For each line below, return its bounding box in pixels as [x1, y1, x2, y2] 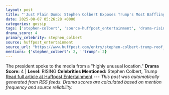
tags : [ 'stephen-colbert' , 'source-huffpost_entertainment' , [6, 26, 136, 31]
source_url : [6, 44, 31, 49]
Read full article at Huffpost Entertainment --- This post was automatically [6, 73, 159, 79]
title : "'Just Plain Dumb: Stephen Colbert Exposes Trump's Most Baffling [6, 12, 165, 17]
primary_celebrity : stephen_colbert [6, 35, 82, 40]
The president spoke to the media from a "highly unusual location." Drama [6, 63, 159, 69]
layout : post [6, 7, 33, 12]
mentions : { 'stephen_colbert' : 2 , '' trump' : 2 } [6, 49, 107, 54]
